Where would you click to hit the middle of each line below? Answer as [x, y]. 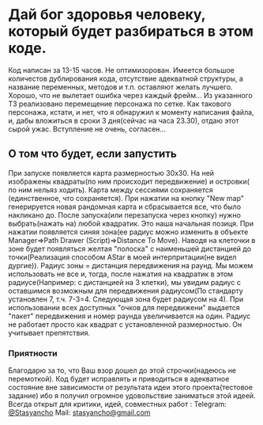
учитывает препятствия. [49, 332]
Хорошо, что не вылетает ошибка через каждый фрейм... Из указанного [130, 95]
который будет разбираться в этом [131, 31]
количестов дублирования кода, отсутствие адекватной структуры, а [126, 78]
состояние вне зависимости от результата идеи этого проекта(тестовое [130, 387]
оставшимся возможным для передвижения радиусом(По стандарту [126, 290]
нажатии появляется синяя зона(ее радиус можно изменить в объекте [128, 232]
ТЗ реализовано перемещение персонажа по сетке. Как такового [120, 104]
